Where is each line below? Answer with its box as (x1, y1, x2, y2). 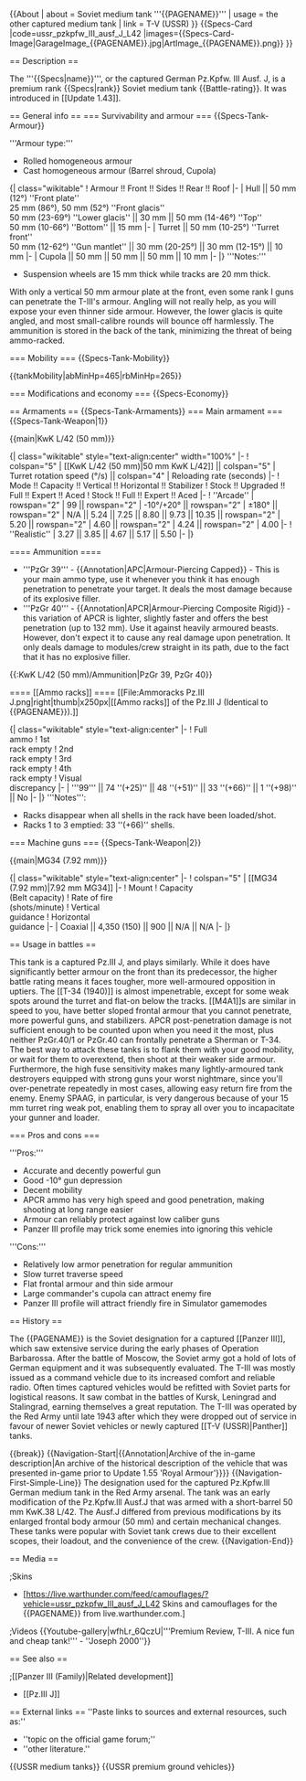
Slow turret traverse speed (22, 1269, 123, 1279)
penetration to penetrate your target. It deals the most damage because (22, 583, 293, 594)
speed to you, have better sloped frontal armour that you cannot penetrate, (9, 1006, 292, 1016)
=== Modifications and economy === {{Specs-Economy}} (9, 389, 229, 399)
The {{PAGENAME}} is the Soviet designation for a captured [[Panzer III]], (9, 1333, 286, 1344)
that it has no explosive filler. (22, 652, 131, 662)
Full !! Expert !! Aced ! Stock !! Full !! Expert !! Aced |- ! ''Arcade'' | (9, 490, 254, 500)
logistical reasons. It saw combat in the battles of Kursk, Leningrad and (9, 1392, 277, 1402)
